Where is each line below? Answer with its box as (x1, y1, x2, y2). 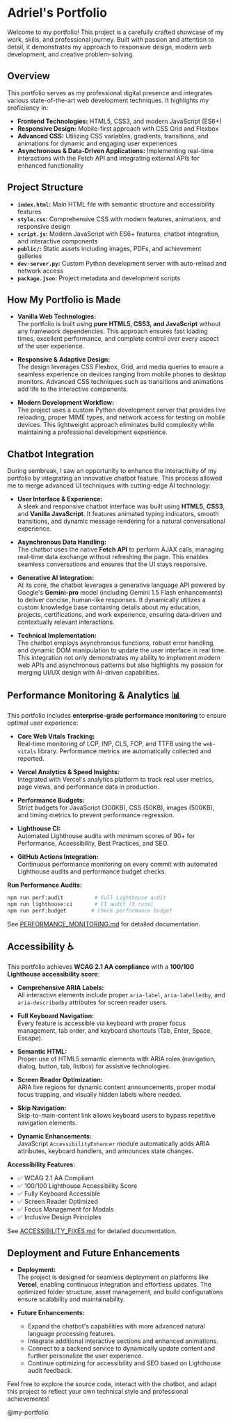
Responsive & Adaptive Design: (17, 355, 111, 364)
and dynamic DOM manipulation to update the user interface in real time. (17, 646, 226, 654)
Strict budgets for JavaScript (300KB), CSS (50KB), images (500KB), (17, 803, 215, 812)
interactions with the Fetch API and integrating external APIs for (17, 154, 200, 162)
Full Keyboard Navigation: (17, 1012, 95, 1020)
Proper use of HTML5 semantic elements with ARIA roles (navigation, (17, 1055, 216, 1063)
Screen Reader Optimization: (17, 1076, 103, 1084)
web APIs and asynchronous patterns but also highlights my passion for (17, 661, 224, 669)
